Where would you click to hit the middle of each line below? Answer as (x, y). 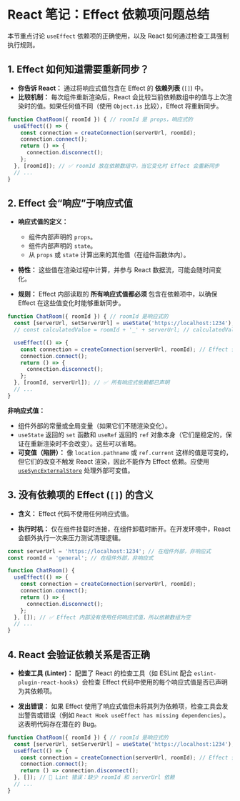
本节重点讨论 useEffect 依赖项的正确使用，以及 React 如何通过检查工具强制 (118, 36)
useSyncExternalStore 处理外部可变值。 (76, 470)
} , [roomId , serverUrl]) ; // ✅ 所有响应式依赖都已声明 (92, 383)
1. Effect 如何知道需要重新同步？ (79, 70)
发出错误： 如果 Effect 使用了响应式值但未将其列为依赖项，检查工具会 (120, 706)
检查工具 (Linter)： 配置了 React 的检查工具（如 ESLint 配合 (105, 673)
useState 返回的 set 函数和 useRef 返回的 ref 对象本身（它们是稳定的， (122, 434)
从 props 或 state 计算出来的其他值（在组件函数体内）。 (109, 255)
